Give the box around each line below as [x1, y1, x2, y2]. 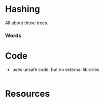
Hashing [5, 3, 40, 15]
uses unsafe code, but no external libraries [12, 67, 100, 72]
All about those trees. [5, 20, 49, 26]
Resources [5, 88, 50, 99]
